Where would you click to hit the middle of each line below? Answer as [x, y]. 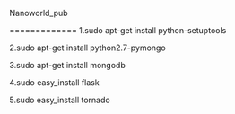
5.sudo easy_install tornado [60, 100]
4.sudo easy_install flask [55, 83]
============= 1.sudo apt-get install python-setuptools [118, 30]
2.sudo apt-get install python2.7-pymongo [87, 48]
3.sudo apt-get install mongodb [67, 65]
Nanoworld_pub [39, 13]
